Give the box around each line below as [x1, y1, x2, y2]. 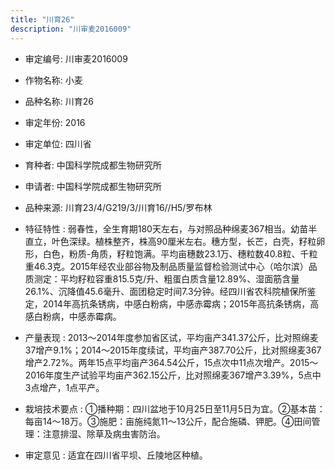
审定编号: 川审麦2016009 [24, 52, 128, 65]
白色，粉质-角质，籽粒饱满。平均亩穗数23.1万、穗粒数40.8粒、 [42, 247, 301, 260]
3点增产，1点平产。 [24, 381, 105, 393]
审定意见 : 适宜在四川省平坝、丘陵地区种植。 [24, 449, 208, 461]
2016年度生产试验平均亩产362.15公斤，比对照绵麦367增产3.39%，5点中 [24, 369, 322, 381]
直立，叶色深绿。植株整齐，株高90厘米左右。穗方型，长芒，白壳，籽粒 [24, 235, 317, 247]
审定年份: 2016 [24, 116, 86, 128]
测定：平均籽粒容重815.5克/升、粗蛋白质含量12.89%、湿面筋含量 [33, 272, 300, 285]
